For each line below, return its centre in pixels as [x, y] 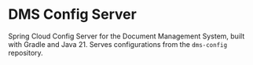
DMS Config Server [73, 14]
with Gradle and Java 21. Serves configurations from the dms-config [118, 44]
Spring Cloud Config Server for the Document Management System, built [126, 36]
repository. [26, 52]
